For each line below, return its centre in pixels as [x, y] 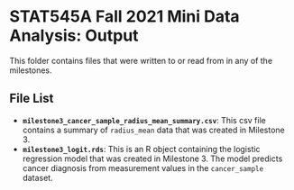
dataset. [37, 177]
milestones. [31, 70]
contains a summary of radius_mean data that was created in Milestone [154, 130]
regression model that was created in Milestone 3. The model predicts [152, 158]
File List [32, 99]
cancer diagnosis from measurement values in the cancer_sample [143, 167]
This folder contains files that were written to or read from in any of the [141, 60]
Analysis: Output [74, 36]
